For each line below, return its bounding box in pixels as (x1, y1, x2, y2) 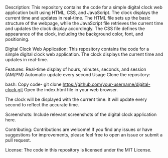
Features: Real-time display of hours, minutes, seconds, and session (5, 66, 146, 72)
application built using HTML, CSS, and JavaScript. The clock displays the (5, 10, 158, 16)
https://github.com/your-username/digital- (62, 81, 150, 87)
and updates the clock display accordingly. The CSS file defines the (5, 26, 145, 32)
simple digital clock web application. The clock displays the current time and (5, 51, 163, 57)
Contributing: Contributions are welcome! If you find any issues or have (5, 126, 152, 132)
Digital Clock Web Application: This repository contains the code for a (5, 46, 149, 52)
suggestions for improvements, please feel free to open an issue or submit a (5, 132, 163, 137)
